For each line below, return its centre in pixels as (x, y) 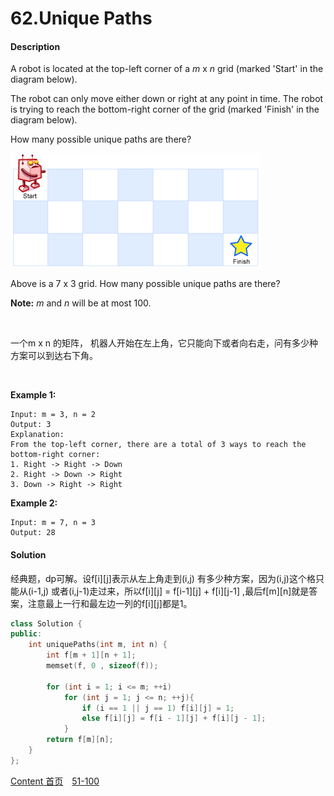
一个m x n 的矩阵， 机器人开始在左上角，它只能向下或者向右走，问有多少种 (164, 343)
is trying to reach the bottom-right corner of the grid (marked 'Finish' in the (165, 109)
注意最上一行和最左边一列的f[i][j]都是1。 (110, 603)
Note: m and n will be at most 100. (81, 303)
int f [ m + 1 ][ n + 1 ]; (91, 655)
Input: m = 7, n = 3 (53, 523)
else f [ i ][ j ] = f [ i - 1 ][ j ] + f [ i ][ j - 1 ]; (174, 718)
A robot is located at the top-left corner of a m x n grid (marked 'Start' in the (167, 69)
